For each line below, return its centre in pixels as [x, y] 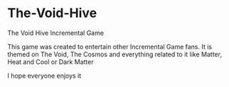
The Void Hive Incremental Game [56, 33]
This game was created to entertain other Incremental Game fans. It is [110, 46]
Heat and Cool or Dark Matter [50, 61]
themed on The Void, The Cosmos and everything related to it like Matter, [115, 54]
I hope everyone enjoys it [44, 76]
